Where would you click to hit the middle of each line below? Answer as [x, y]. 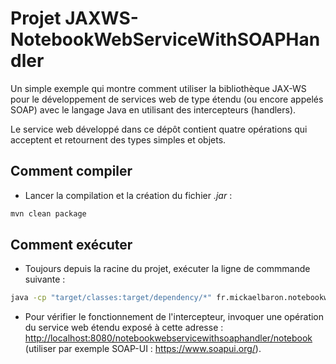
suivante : [45, 279]
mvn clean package [48, 213]
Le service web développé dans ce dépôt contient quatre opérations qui [159, 129]
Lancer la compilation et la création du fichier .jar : [128, 195]
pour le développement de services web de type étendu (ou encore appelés [167, 99]
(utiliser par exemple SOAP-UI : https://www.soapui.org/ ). [143, 349]
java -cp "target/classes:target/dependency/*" [111, 298]
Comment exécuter [71, 245]
